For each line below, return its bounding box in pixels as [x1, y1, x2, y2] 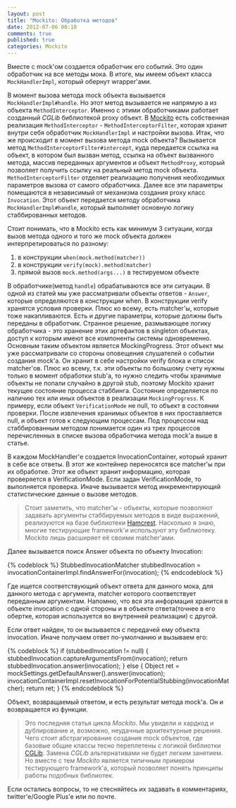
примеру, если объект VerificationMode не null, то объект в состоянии [7, 402, 220, 409]
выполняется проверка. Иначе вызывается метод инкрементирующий [7, 483, 221, 490]
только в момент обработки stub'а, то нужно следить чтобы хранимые [7, 371, 222, 380]
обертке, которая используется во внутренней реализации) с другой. [7, 612, 218, 620]
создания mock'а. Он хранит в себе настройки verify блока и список [7, 356, 215, 365]
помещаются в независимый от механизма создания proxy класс [7, 188, 206, 197]
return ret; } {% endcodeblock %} [25, 684, 125, 692]
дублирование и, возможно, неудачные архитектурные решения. [24, 726, 223, 735]
